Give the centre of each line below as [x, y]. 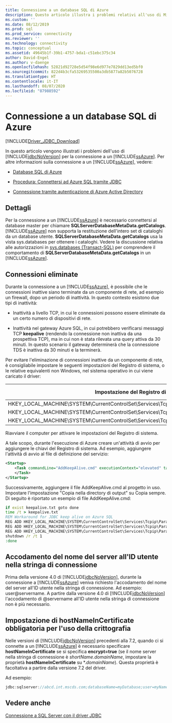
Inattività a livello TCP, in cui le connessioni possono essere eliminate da [89, 313]
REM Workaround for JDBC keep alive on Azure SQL [59, 517]
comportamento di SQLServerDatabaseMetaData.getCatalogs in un [78, 253]
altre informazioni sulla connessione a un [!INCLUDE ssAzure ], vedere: [79, 162]
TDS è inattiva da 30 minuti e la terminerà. [57, 350]
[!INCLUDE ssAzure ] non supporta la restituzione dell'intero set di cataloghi [84, 231]
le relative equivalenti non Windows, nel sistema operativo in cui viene [79, 371]
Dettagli [18, 208]
